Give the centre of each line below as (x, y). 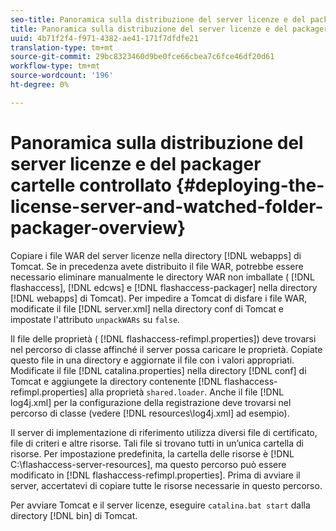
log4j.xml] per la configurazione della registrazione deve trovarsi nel (151, 402)
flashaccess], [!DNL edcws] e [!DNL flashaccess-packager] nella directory (164, 287)
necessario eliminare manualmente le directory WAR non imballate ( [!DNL (162, 277)
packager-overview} (98, 227)
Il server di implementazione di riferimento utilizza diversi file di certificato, (164, 432)
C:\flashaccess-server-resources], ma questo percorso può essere (148, 464)
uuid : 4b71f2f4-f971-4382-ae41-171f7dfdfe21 (104, 38)
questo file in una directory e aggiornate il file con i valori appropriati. (152, 360)
